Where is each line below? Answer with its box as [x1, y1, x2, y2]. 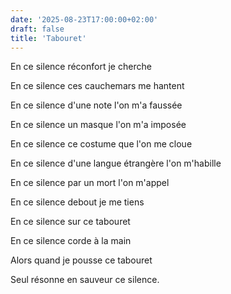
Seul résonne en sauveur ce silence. [10, 274, 160, 286]
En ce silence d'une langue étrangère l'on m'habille [10, 157, 222, 170]
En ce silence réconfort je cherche [10, 61, 152, 73]
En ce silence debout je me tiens [10, 196, 145, 208]
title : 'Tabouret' [10, 33, 87, 43]
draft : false [10, 24, 65, 34]
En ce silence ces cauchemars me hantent [10, 80, 185, 92]
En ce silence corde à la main [10, 235, 132, 247]
